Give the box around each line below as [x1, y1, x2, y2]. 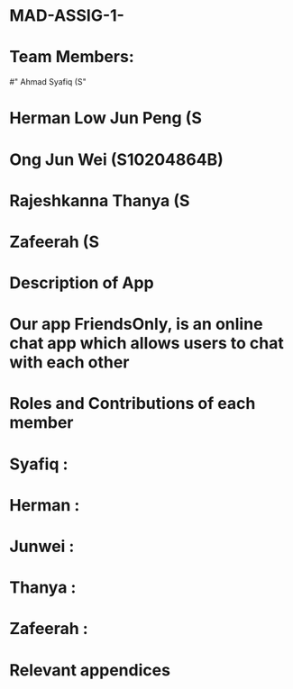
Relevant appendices [9, 659, 171, 680]
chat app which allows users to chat [9, 333, 284, 354]
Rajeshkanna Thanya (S [9, 190, 190, 211]
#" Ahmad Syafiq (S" [9, 77, 87, 87]
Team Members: [9, 47, 134, 68]
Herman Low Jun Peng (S [9, 108, 203, 129]
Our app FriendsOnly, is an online [9, 314, 263, 334]
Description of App [9, 273, 155, 294]
